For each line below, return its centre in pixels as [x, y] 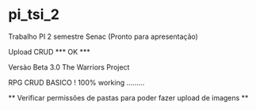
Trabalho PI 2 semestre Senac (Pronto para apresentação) [103, 36]
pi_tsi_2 [34, 15]
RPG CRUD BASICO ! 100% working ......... [76, 82]
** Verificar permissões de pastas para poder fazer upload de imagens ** [128, 97]
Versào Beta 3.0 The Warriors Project [69, 67]
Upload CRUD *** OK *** [50, 51]
